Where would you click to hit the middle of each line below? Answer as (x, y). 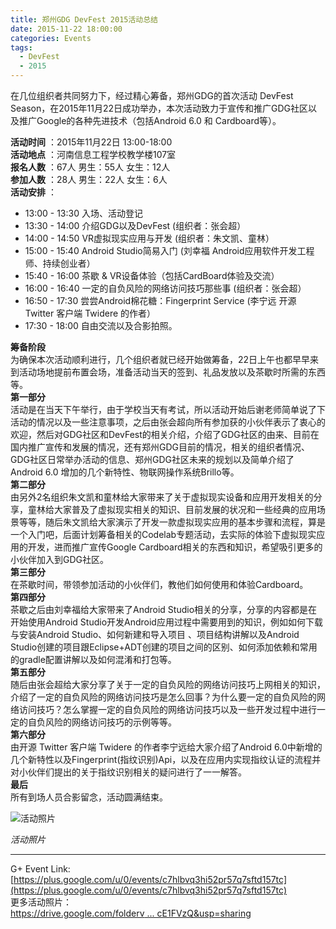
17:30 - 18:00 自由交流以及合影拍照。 (101, 325)
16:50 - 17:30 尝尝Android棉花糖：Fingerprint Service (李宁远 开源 (160, 300)
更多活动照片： (41, 902)
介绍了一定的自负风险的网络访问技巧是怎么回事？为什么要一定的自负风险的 (163, 697)
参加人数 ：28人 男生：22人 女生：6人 (89, 179)
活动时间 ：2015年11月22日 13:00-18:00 (91, 142)
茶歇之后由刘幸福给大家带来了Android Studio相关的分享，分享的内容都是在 (164, 609)
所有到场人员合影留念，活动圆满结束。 (89, 797)
